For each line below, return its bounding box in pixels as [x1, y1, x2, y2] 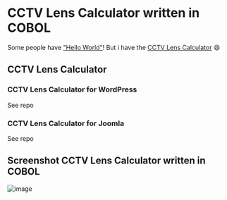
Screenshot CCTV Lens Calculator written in [7, 155, 206, 167]
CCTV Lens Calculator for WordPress [7, 85, 137, 94]
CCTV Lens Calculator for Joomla [7, 118, 125, 128]
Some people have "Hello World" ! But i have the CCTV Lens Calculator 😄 [7, 43, 221, 51]
